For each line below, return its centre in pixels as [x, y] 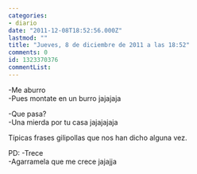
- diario [23, 23]
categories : [28, 15]
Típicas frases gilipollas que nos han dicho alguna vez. [98, 137]
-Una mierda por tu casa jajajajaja [63, 122]
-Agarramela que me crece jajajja [63, 161]
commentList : [30, 68]
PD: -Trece [26, 153]
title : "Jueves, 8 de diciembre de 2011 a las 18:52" [99, 45]
